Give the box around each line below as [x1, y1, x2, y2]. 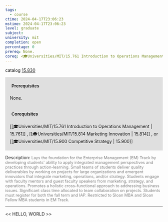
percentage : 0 [5, 44, 35, 49]
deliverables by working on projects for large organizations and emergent [5, 169, 143, 175]
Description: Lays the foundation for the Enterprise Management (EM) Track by [5, 155, 156, 161]
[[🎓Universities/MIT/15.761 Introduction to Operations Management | [9, 123, 152, 130]
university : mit [5, 35, 39, 40]
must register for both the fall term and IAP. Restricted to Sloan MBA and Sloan [5, 193, 153, 198]
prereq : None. [5, 49, 35, 54]
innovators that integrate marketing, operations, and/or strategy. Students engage [5, 174, 159, 180]
